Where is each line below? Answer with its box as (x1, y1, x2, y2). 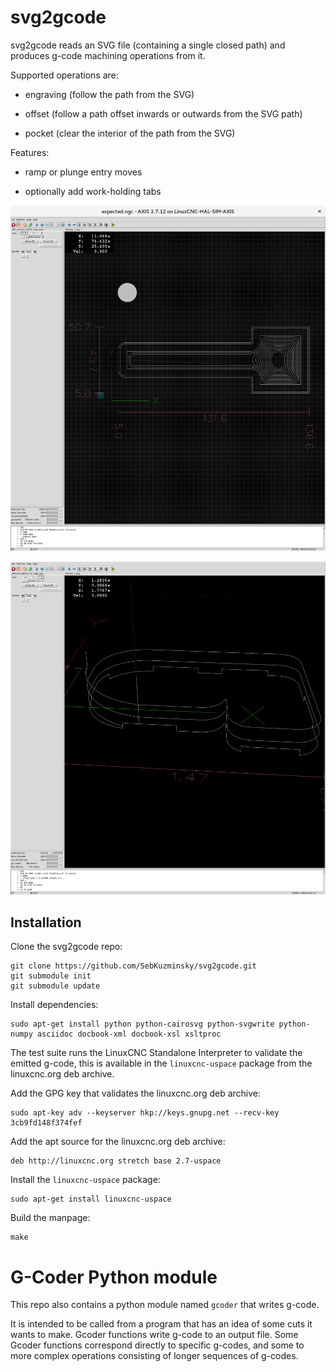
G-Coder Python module (10, 1266, 218, 1288)
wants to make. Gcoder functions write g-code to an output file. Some (10, 1329, 299, 1341)
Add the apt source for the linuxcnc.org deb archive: (10, 1136, 226, 1148)
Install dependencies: (10, 999, 99, 1011)
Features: (10, 146, 50, 158)
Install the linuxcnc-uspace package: (10, 1174, 161, 1186)
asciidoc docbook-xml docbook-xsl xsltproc (36, 1029, 222, 1040)
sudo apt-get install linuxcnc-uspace (10, 1194, 172, 1205)
